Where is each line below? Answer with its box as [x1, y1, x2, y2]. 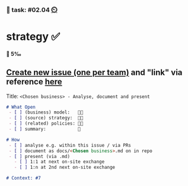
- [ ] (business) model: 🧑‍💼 [8, 109, 84, 115]
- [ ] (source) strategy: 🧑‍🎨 [8, 115, 84, 121]
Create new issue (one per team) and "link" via [6, 68, 183, 78]
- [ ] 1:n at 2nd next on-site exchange [14, 165, 116, 171]
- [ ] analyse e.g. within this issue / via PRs [8, 142, 132, 148]
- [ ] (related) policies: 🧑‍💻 [8, 121, 84, 127]
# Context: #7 [6, 175, 42, 181]
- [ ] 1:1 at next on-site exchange [14, 159, 105, 165]
